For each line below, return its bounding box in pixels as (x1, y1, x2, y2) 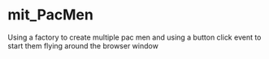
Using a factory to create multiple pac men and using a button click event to (7, 32, 262, 42)
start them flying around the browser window (7, 40, 159, 50)
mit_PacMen (7, 6, 94, 24)
